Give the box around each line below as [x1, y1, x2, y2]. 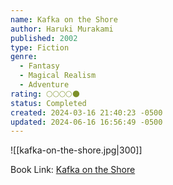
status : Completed [10, 98, 87, 108]
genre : [10, 52, 38, 62]
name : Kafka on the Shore [10, 14, 118, 25]
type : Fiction [10, 42, 70, 53]
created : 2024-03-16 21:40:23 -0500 [10, 107, 163, 118]
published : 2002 [10, 33, 78, 43]
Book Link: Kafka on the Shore [10, 164, 136, 176]
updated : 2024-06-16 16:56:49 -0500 [10, 117, 163, 127]
